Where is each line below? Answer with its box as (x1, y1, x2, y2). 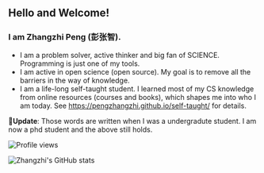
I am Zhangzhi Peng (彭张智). (8, 32, 121, 43)
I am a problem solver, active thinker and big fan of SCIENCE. (19, 50, 220, 60)
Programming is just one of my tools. (19, 59, 140, 68)
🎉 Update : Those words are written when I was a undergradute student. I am (8, 116, 257, 125)
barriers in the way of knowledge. (19, 75, 130, 85)
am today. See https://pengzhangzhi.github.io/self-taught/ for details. (19, 101, 247, 110)
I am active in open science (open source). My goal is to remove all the (19, 67, 251, 76)
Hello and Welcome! (8, 6, 109, 20)
